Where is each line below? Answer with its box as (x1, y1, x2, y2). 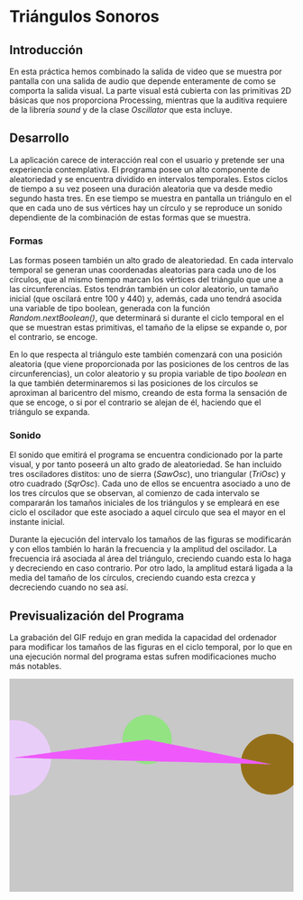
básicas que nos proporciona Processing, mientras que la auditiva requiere (9, 95, 288, 106)
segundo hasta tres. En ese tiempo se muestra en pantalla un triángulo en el (9, 192, 292, 204)
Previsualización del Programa (9, 608, 185, 623)
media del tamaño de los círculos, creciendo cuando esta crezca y (9, 573, 256, 583)
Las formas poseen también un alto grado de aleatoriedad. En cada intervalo (9, 255, 294, 266)
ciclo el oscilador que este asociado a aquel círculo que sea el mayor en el (9, 507, 286, 518)
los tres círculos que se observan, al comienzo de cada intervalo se (9, 488, 260, 499)
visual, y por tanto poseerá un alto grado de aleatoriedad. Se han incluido (9, 459, 282, 470)
